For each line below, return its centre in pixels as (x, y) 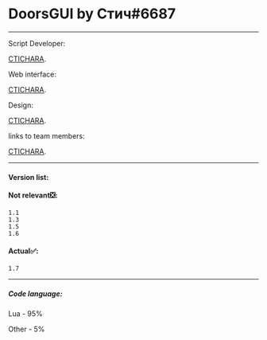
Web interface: (33, 74)
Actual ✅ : (23, 251)
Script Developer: (37, 43)
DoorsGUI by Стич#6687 (92, 14)
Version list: (29, 177)
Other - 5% (27, 329)
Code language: (35, 293)
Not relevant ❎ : (33, 195)
